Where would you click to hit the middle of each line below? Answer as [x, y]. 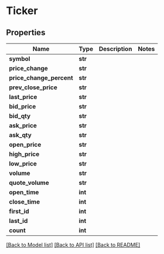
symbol [20, 59]
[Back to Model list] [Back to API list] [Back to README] [73, 245]
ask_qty [20, 135]
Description [115, 49]
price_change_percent [41, 78]
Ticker [22, 11]
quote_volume [29, 183]
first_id [19, 211]
